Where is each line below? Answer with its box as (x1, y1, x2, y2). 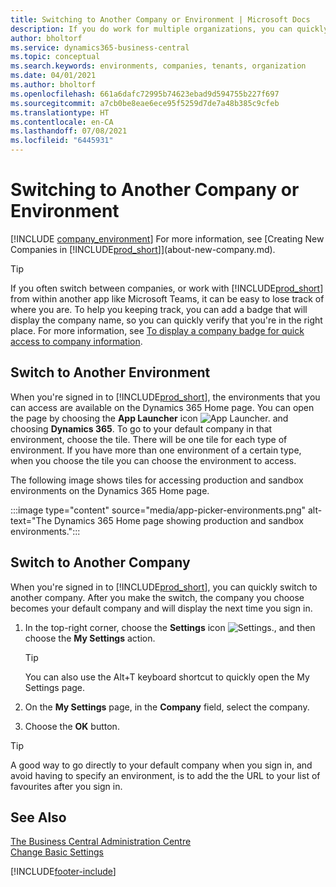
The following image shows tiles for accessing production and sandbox (10, 474, 304, 486)
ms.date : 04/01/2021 (10, 71, 97, 81)
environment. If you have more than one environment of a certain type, (10, 444, 302, 456)
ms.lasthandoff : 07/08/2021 (10, 126, 128, 136)
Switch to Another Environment (10, 364, 211, 381)
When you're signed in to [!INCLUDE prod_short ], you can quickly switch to (10, 581, 318, 593)
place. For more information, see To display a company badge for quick (10, 324, 305, 336)
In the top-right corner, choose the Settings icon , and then (24, 621, 316, 633)
